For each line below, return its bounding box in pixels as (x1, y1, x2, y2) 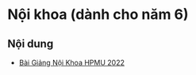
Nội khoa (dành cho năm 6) (7, 6, 189, 24)
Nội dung (7, 37, 54, 51)
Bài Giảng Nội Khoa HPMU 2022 (18, 58, 125, 67)
